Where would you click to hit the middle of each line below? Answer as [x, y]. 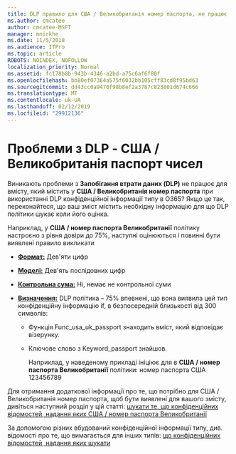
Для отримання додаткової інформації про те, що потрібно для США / [113, 391]
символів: [33, 313]
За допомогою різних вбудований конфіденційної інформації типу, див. [115, 428]
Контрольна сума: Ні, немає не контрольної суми [94, 284]
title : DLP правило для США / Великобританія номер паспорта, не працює [117, 14]
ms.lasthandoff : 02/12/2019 [49, 107]
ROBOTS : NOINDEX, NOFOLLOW [47, 61]
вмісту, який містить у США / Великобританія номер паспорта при [110, 191]
